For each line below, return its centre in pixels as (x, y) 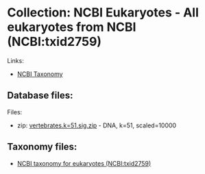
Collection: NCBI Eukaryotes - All (103, 13)
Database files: (40, 96)
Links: (15, 60)
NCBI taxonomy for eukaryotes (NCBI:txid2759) (84, 163)
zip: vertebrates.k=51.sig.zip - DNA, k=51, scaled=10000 (97, 125)
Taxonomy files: (42, 147)
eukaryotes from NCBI (72, 27)
